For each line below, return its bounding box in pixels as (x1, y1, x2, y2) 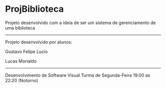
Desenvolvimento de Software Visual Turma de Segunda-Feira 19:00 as (5, 72, 151, 78)
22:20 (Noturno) (5, 77, 39, 83)
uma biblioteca (5, 25, 36, 30)
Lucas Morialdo (5, 58, 37, 64)
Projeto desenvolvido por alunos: (5, 39, 73, 45)
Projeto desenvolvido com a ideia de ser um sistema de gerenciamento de (5, 20, 156, 26)
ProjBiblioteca (5, 3, 64, 15)
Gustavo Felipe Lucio (5, 48, 48, 55)
